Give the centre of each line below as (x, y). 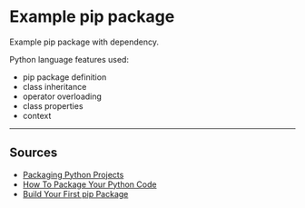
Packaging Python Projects (73, 174)
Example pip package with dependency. (84, 42)
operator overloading (62, 96)
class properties (53, 105)
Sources (34, 153)
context (37, 115)
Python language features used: (69, 59)
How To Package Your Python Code (89, 184)
